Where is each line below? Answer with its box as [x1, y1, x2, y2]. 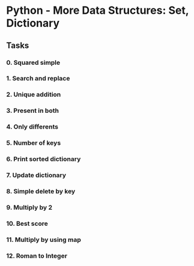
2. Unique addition [6, 91, 61, 99]
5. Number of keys [6, 139, 61, 147]
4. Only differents [6, 122, 59, 131]
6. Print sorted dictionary [6, 155, 81, 163]
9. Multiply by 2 [6, 203, 53, 211]
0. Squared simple [6, 58, 61, 67]
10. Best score [6, 219, 48, 228]
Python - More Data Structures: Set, [6, 4, 189, 17]
